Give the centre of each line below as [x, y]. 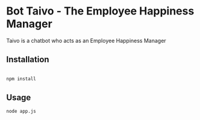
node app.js [21, 112]
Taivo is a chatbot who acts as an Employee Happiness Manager [86, 40]
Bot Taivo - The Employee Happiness [100, 11]
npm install [21, 79]
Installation [28, 59]
